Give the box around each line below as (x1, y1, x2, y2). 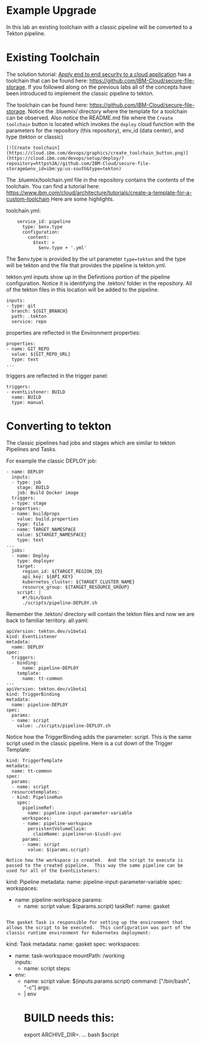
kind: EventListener (6, 633, 58, 639)
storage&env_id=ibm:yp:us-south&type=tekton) (6, 165, 121, 171)
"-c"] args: (23, 983, 50, 991)
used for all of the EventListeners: (6, 867, 100, 874)
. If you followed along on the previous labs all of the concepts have (25, 83, 191, 90)
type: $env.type (22, 224, 63, 230)
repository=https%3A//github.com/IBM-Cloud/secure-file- (6, 160, 151, 167)
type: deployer (17, 558, 55, 564)
